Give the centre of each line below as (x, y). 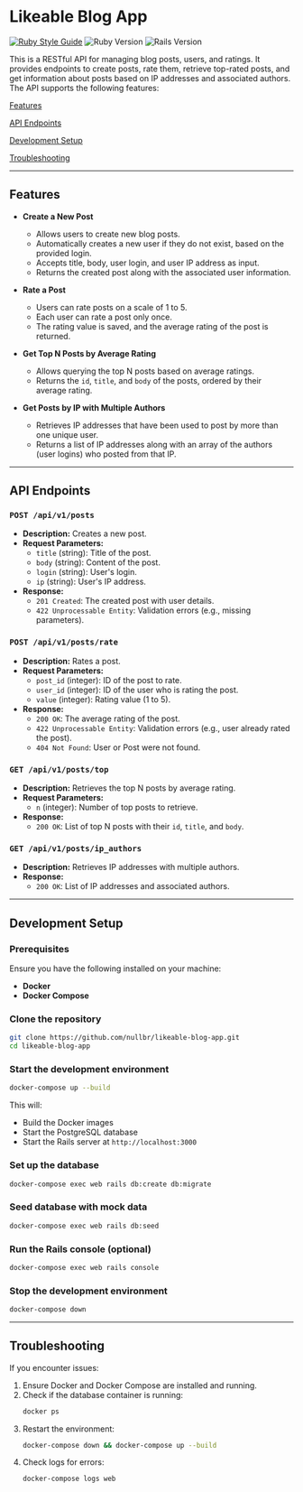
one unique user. (67, 434)
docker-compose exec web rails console (84, 1267)
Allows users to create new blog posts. (108, 234)
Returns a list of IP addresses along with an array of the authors (154, 444)
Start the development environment (89, 1069)
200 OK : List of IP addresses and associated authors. (133, 886)
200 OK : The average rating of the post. (108, 718)
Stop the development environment (89, 1291)
